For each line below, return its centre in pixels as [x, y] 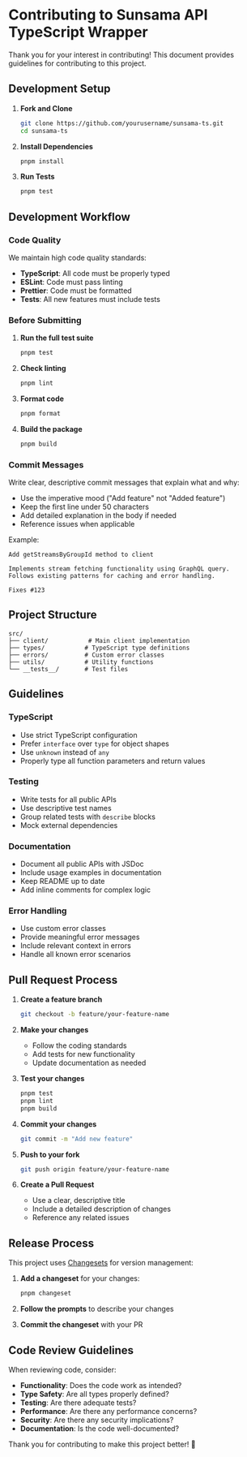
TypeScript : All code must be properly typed [95, 273]
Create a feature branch [61, 999]
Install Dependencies [56, 146]
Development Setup [60, 89]
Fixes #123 [27, 590]
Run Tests [37, 177]
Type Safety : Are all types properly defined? [95, 1394]
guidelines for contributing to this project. [78, 63]
